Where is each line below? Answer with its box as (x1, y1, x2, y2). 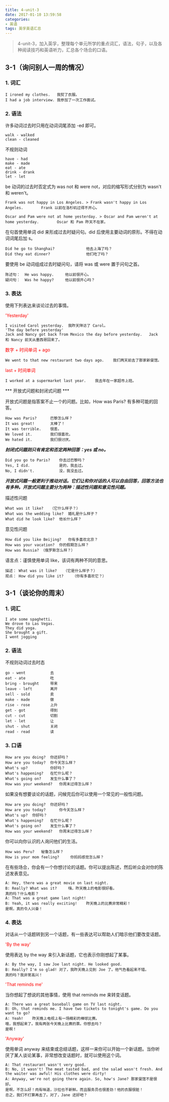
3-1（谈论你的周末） (5, 588, 69, 597)
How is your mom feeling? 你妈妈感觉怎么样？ (5, 854, 104, 860)
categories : (5, 17, 30, 22)
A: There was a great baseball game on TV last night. (5, 1002, 122, 1007)
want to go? (5, 1010, 30, 1016)
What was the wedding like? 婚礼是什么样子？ (5, 511, 98, 517)
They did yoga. (5, 626, 37, 631)
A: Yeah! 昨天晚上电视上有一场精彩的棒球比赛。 (5, 1016, 99, 1021)
